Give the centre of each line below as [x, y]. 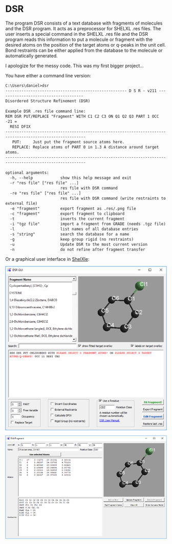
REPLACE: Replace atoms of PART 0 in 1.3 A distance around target [85, 147]
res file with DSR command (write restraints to [113, 198]
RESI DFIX [20, 127]
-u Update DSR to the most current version [79, 244]
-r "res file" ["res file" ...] [45, 183]
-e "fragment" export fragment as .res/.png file [73, 208]
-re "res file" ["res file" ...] [46, 193]
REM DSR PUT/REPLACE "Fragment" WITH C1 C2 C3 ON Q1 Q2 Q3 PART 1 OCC [82, 116]
